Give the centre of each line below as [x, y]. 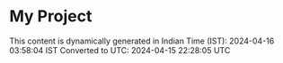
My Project [51, 16]
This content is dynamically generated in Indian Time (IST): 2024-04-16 [142, 41]
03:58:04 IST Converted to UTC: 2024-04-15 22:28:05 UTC [120, 50]
